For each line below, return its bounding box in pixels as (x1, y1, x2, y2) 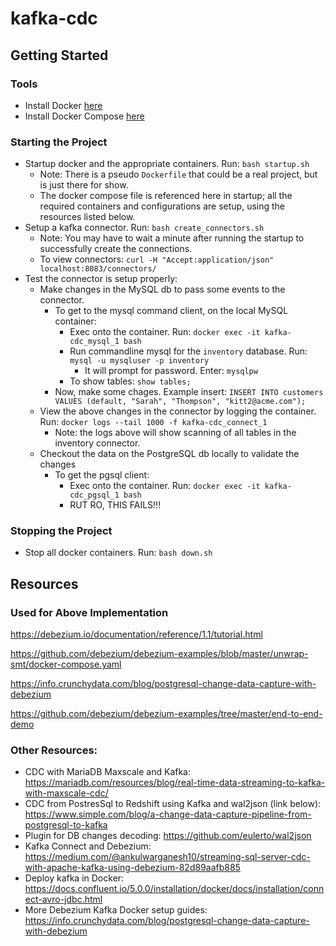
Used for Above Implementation (10, 605, 169, 619)
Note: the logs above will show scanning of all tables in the (54, 427, 297, 439)
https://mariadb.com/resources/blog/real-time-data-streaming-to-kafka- (24, 777, 326, 789)
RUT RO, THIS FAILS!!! (69, 499, 162, 511)
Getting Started (10, 47, 109, 64)
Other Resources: (10, 743, 98, 757)
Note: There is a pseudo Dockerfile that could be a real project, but (39, 168, 318, 181)
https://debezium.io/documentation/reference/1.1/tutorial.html (10, 628, 263, 641)
